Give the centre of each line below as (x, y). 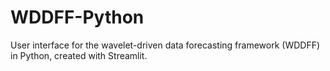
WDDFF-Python (77, 17)
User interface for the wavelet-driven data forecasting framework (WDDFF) (165, 45)
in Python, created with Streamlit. (79, 55)
